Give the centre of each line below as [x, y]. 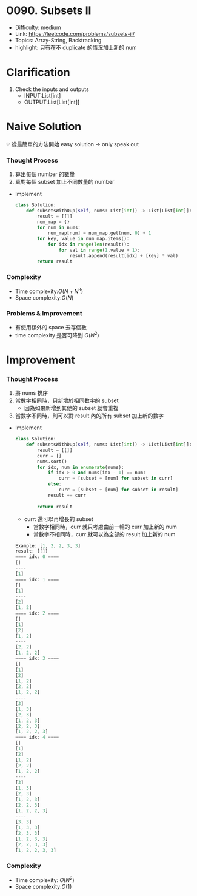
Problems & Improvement [45, 313]
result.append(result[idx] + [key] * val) [124, 255]
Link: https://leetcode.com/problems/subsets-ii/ [75, 33]
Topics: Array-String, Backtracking [58, 40]
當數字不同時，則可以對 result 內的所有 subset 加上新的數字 [89, 416]
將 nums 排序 [32, 393]
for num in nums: [59, 227]
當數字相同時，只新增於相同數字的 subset [67, 400]
